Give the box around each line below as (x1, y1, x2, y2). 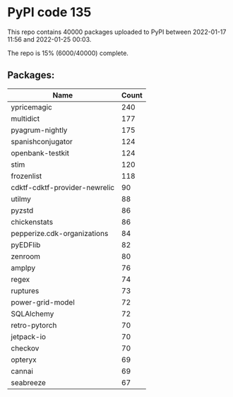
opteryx (11, 355, 37, 365)
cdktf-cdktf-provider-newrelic (11, 182, 115, 192)
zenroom (11, 251, 41, 261)
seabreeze (11, 377, 46, 387)
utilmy (11, 194, 32, 203)
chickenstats (11, 217, 54, 227)
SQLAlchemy (11, 309, 54, 319)
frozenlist (11, 171, 42, 181)
